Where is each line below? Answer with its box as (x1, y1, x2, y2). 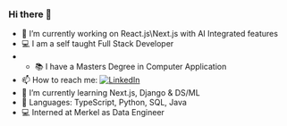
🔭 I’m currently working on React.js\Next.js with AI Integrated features (21, 29, 279, 39)
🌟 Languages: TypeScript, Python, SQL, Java (21, 97, 187, 108)
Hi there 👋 (8, 8, 53, 21)
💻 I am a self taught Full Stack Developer (21, 38, 174, 49)
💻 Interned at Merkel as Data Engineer (21, 107, 165, 118)
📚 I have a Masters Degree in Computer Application (34, 62, 227, 72)
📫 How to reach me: (21, 75, 98, 86)
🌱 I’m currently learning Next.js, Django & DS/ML (21, 88, 200, 98)
